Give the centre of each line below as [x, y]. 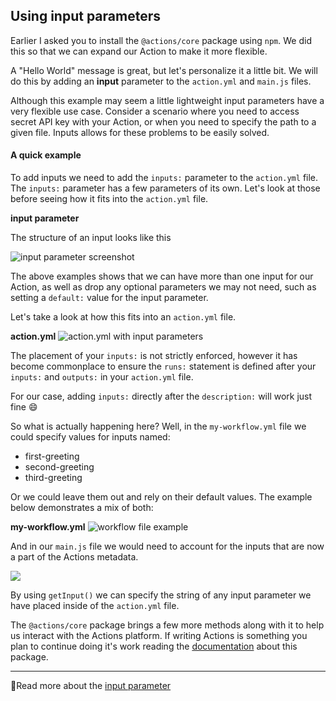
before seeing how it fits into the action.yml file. [109, 199]
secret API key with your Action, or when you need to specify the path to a [163, 121]
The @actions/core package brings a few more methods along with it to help [167, 625]
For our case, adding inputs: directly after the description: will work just [161, 396]
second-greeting [59, 467]
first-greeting [52, 456]
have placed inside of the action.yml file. [95, 606]
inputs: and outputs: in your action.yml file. [102, 377]
